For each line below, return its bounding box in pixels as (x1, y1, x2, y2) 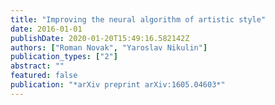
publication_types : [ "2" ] (10, 52, 118, 62)
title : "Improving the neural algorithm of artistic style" (10, 14, 267, 25)
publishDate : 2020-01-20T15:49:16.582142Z (10, 33, 190, 43)
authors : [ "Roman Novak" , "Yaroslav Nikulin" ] (10, 42, 208, 53)
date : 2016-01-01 (10, 24, 83, 34)
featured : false (10, 71, 78, 81)
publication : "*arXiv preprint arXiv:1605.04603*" (10, 80, 226, 90)
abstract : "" (10, 61, 65, 71)
